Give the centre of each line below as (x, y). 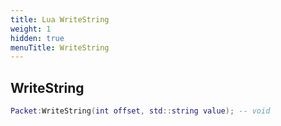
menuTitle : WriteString (60, 47)
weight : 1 (31, 29)
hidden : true (37, 38)
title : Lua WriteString (60, 19)
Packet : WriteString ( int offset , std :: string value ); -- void (140, 111)
